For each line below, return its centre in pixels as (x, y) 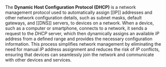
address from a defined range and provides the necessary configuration (79, 39)
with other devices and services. (38, 60)
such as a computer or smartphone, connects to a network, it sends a (76, 28)
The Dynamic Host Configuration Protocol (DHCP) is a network (71, 7)
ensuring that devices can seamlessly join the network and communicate (80, 55)
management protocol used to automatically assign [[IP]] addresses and (79, 12)
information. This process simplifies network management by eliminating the (83, 44)
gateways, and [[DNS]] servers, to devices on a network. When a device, (80, 23)
